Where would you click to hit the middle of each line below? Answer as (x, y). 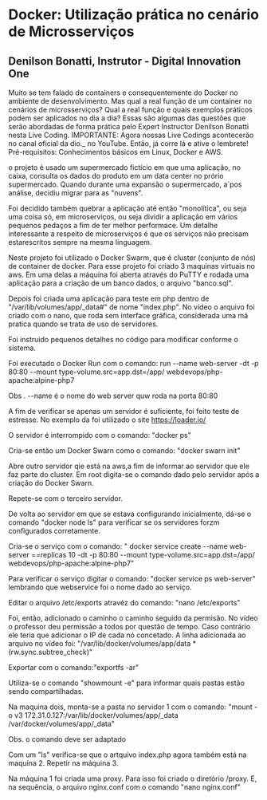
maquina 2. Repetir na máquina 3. (63, 763)
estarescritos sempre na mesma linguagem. (80, 242)
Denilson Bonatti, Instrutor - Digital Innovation (125, 61)
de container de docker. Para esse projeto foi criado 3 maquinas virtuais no (132, 266)
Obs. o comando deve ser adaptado (67, 739)
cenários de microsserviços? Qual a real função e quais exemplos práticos (130, 110)
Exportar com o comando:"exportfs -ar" (74, 667)
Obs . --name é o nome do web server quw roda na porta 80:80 (113, 396)
